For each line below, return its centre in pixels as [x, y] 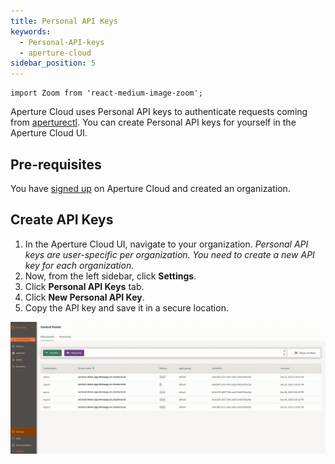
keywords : [31, 31]
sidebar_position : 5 [53, 63]
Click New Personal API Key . [84, 297]
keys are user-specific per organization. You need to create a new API [169, 254]
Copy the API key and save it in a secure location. [126, 307]
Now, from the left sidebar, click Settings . [110, 276]
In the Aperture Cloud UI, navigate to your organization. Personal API [166, 244]
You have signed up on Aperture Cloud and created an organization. [150, 188]
